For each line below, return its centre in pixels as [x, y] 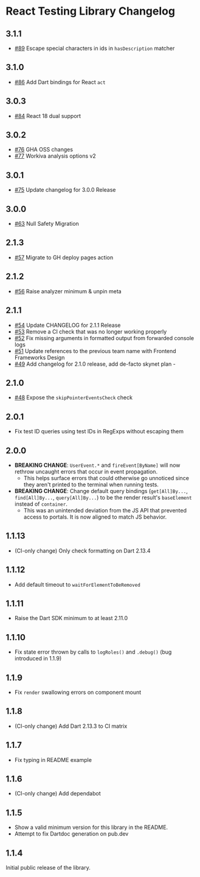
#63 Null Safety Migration [47, 224]
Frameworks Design [40, 357]
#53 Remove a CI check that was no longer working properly [91, 331]
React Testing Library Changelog [91, 11]
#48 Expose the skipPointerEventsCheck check [74, 397]
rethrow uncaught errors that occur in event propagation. [86, 471]
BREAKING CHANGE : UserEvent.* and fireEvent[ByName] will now [97, 465]
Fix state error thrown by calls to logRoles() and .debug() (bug [93, 652]
